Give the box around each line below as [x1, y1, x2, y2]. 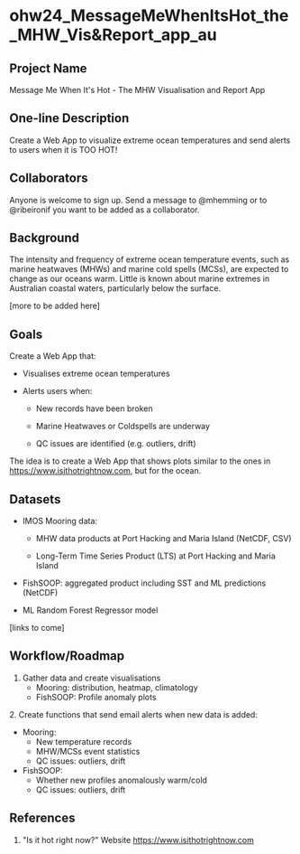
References [9, 811, 76, 826]
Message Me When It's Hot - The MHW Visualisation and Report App [9, 85, 266, 95]
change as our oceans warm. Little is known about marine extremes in [9, 273, 270, 285]
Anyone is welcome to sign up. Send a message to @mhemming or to [9, 194, 268, 205]
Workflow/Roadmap [9, 648, 124, 664]
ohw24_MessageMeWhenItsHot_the [9, 5, 289, 26]
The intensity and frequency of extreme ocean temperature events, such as [9, 254, 290, 265]
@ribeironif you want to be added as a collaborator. [9, 204, 200, 215]
